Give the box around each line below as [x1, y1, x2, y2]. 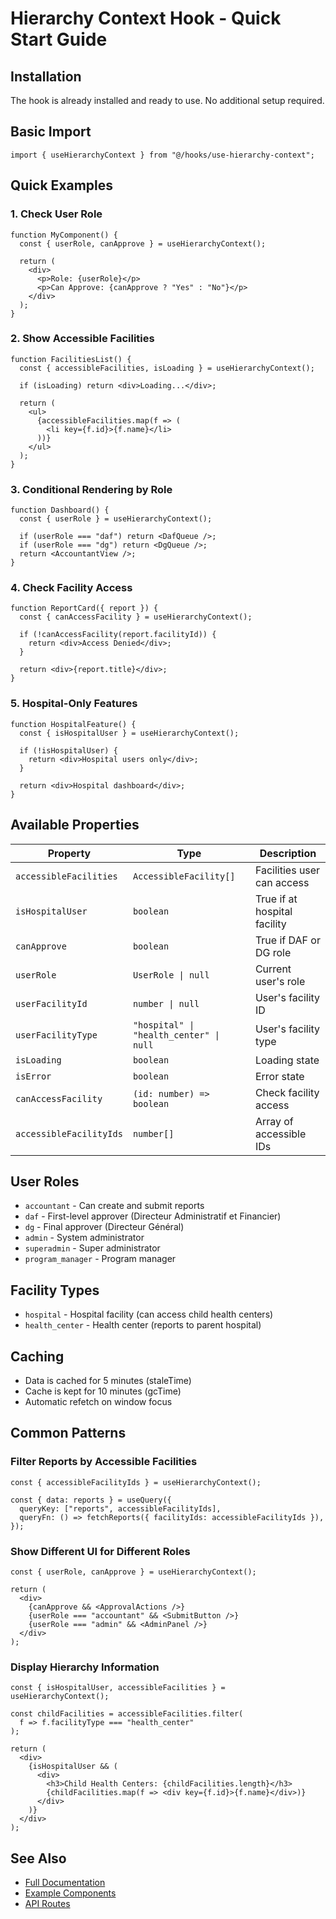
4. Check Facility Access [10, 581, 133, 595]
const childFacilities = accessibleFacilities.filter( [10, 1709, 244, 1719]
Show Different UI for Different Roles [10, 1544, 191, 1558]
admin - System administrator [24, 1232, 145, 1244]
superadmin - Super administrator [24, 1242, 161, 1254]
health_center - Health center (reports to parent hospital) [24, 1319, 262, 1331]
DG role [254, 945, 292, 959]
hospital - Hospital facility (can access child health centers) [24, 1308, 274, 1321]
